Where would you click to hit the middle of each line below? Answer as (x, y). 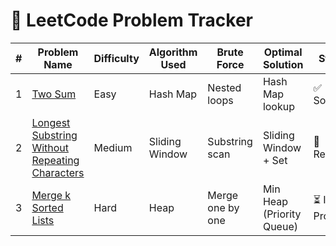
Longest (51, 122)
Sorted (47, 207)
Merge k (51, 195)
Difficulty (116, 58)
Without (50, 147)
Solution (283, 64)
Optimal (283, 52)
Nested (224, 87)
